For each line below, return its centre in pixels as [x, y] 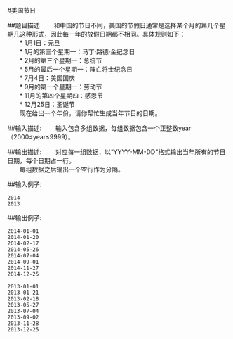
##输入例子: [25, 184]
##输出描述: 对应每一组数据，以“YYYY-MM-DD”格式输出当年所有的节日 [116, 152]
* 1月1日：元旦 [40, 43]
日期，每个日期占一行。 [41, 161]
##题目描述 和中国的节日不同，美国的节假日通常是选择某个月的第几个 [113, 25]
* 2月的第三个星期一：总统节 [61, 60]
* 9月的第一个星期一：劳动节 [61, 87]
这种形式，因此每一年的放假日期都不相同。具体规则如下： [102, 34]
